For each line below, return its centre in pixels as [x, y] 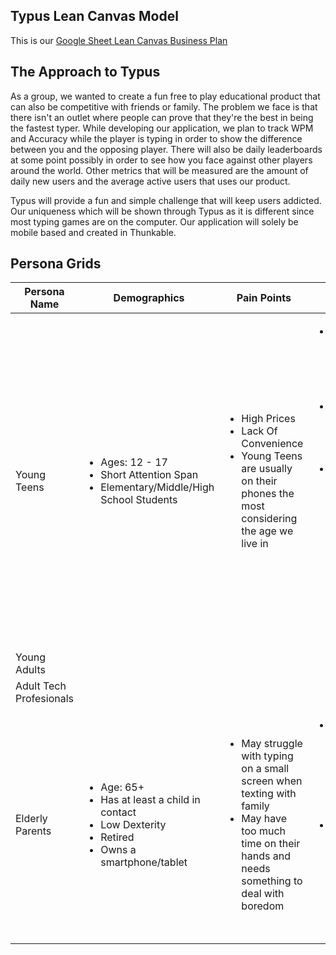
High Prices [268, 419]
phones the [268, 494]
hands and [266, 856]
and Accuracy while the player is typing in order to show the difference [156, 138]
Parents [33, 831]
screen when [272, 781]
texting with [269, 794]
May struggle [272, 744]
